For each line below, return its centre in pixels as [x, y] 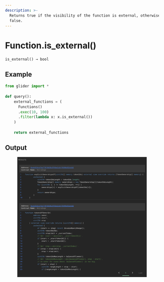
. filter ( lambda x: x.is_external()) [55, 117]
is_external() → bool [27, 59]
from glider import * [27, 86]
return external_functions [41, 132]
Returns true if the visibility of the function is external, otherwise [85, 15]
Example [19, 74]
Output [16, 148]
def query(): [18, 96]
